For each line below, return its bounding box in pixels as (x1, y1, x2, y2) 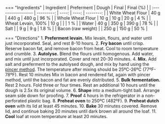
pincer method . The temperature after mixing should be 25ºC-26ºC (5, 66, 142, 72)
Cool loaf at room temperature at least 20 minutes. (5, 114, 108, 119)
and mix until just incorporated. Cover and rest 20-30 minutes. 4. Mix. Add (5, 56, 157, 62)
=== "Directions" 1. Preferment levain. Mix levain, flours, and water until (5, 35, 152, 41)
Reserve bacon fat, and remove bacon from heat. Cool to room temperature (5, 46, 159, 51)
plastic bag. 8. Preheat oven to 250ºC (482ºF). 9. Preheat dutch (28, 98, 159, 103)
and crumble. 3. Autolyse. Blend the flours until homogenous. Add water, (5, 51, 154, 57)
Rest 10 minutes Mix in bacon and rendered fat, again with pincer (19, 72, 151, 77)
